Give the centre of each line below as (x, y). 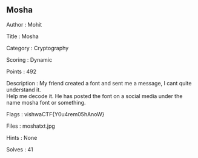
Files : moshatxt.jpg (31, 126)
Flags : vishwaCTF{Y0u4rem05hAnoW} (55, 114)
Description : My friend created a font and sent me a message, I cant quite (99, 83)
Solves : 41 (20, 149)
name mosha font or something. (46, 102)
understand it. (24, 90)
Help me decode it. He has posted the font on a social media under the (94, 96)
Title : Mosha (23, 36)
